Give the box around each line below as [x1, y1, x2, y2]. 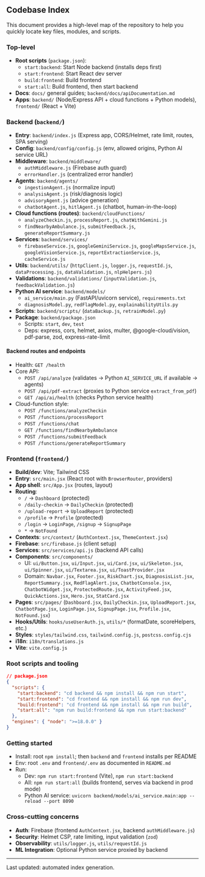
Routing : [15, 487, 38, 495]
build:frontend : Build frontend [24, 77, 102, 84]
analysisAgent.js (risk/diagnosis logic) [24, 190, 123, 198]
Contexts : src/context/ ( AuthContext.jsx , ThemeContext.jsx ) [15, 533, 168, 541]
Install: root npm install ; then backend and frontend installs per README [15, 753, 197, 760]
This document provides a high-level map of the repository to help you [6, 21, 184, 28]
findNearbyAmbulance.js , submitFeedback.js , [24, 223, 136, 230]
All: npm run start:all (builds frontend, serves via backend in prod [24, 779, 193, 786]
